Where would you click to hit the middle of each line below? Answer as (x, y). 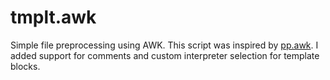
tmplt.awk (53, 17)
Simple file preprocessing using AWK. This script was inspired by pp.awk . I (164, 45)
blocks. (25, 66)
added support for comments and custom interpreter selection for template (165, 55)
